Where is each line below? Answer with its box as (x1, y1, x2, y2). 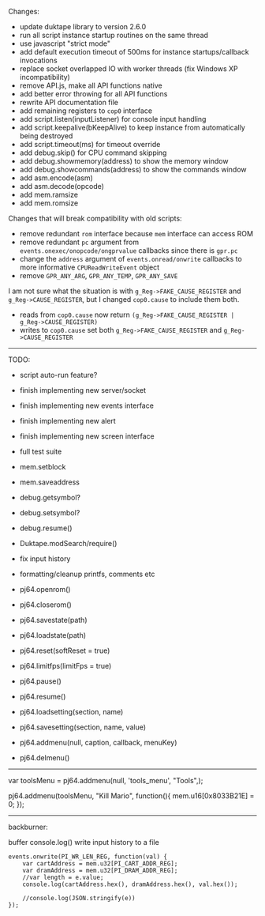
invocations (19, 55, 58, 65)
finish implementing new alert (19, 417, 116, 425)
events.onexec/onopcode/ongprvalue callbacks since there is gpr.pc (19, 246, 238, 255)
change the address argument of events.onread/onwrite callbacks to (19, 254, 242, 263)
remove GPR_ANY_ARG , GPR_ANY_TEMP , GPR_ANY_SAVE (19, 271, 178, 280)
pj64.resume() (19, 692, 66, 701)
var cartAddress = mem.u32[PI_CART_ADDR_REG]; (22, 860, 178, 868)
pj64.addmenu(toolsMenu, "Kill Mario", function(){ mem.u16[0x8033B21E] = (8, 791, 255, 801)
